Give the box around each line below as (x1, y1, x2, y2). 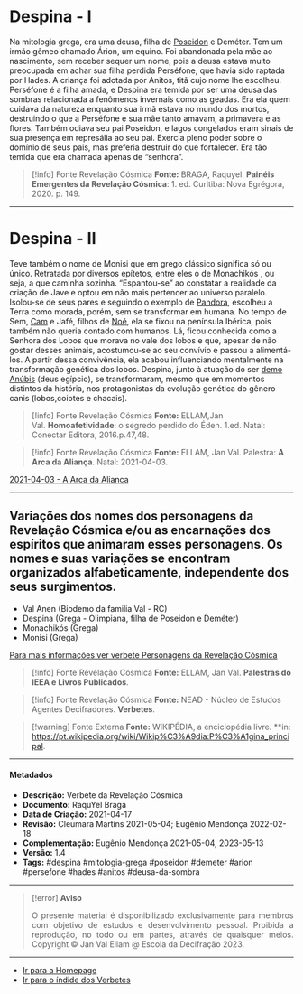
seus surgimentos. (9, 579, 117, 595)
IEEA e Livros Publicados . (31, 676, 129, 688)
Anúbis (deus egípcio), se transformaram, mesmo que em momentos (9, 373, 265, 384)
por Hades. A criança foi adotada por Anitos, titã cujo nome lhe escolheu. (9, 74, 282, 85)
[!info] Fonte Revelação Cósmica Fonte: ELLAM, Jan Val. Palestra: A (31, 446, 285, 457)
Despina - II (9, 229, 96, 249)
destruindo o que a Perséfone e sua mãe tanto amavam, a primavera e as (9, 113, 281, 124)
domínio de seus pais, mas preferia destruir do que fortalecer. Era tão (9, 142, 268, 153)
